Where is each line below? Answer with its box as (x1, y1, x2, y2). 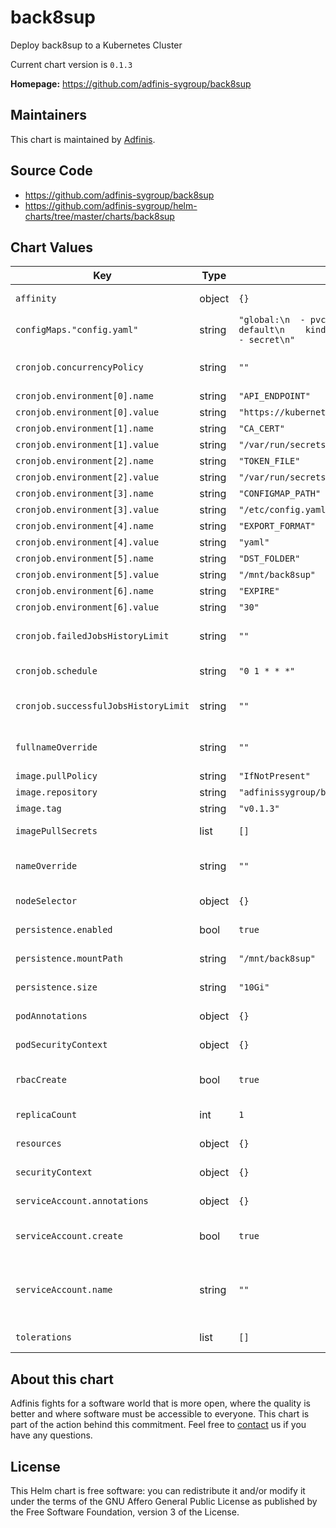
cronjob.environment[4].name (15, 521, 154, 532)
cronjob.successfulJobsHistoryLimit (15, 701, 190, 712)
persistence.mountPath (15, 953, 123, 965)
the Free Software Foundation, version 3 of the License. (10, 1506, 240, 1518)
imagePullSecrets (15, 826, 98, 837)
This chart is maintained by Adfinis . (10, 133, 156, 145)
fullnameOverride (15, 742, 98, 753)
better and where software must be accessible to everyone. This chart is (10, 1408, 310, 1420)
